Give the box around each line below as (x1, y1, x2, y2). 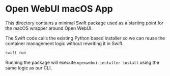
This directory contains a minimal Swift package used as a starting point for (5, 20, 164, 26)
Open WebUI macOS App (5, 3, 113, 15)
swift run (5, 50, 26, 55)
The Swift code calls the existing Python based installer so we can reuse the (5, 35, 165, 41)
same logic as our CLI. (5, 64, 52, 71)
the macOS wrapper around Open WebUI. (5, 25, 93, 31)
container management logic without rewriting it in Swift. (5, 40, 124, 46)
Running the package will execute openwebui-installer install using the (5, 59, 159, 65)
